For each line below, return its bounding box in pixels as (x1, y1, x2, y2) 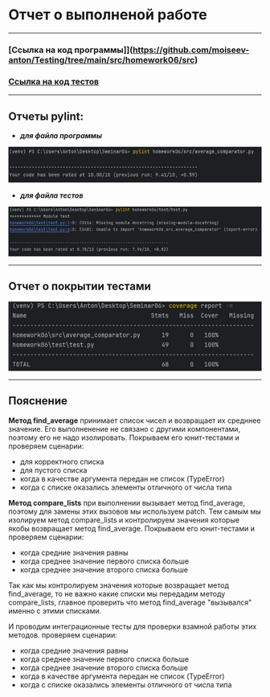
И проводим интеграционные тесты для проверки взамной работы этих (8, 621, 257, 631)
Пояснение (8, 394, 68, 408)
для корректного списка (19, 457, 104, 466)
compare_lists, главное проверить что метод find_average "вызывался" (8, 597, 252, 607)
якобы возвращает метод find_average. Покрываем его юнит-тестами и (8, 523, 256, 533)
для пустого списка (19, 465, 88, 475)
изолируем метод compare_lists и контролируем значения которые (8, 515, 239, 524)
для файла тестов (19, 191, 84, 200)
